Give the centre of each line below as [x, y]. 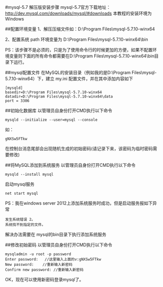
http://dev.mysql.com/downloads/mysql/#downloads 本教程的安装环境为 [79, 13]
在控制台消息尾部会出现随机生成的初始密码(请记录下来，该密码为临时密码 [79, 148]
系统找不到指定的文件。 [25, 225]
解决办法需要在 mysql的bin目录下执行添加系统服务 [56, 234]
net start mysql [22, 193]
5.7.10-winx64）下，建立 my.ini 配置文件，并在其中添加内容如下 [69, 78]
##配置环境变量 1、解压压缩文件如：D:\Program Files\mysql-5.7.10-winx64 [80, 29]
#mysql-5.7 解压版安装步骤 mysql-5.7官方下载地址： [58, 7]
